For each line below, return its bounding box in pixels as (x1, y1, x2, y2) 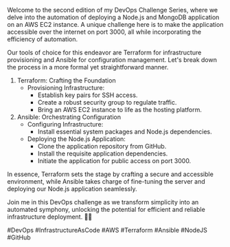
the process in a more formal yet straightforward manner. (7, 63, 169, 71)
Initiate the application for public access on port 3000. (37, 157, 192, 164)
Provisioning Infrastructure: (27, 84, 105, 92)
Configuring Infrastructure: (27, 120, 104, 128)
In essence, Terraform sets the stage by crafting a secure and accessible (7, 170, 214, 178)
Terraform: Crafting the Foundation (16, 76, 116, 85)
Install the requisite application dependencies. (37, 149, 168, 158)
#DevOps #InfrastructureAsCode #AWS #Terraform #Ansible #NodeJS (7, 226, 208, 234)
